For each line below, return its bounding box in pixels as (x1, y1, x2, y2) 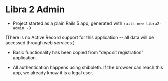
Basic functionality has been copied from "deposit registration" (12, 49, 144, 55)
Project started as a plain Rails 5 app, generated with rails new (12, 20, 144, 26)
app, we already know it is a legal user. (12, 69, 93, 76)
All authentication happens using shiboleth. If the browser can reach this (12, 64, 163, 70)
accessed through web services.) (5, 39, 75, 46)
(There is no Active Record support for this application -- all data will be (5, 34, 154, 40)
